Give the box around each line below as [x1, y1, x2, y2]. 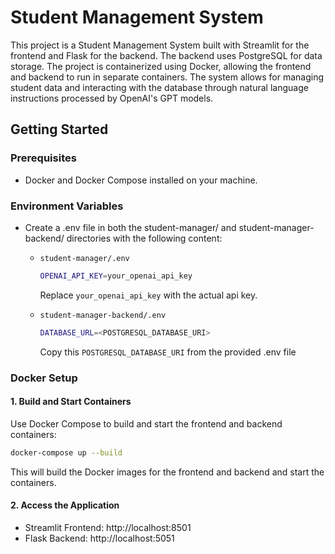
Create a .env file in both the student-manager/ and [24, 221, 237, 233]
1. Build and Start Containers [10, 396, 132, 408]
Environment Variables [10, 199, 124, 213]
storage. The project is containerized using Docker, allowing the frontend [10, 60, 312, 72]
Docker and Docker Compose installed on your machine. [24, 174, 258, 186]
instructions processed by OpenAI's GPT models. [10, 92, 214, 104]
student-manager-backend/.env [39, 310, 167, 320]
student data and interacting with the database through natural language [10, 81, 309, 93]
